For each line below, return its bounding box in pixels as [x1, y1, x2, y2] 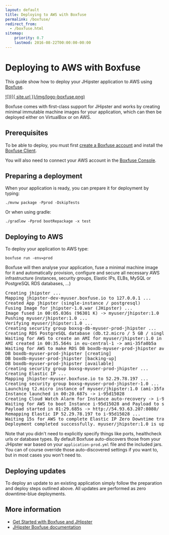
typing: [5, 190, 20, 196]
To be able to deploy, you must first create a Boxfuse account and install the [5, 142, 163, 148]
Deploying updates [5, 466, 66, 475]
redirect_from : [5, 21, 37, 27]
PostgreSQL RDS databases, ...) [5, 281, 71, 287]
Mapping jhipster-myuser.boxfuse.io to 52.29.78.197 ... [5, 376, 149, 382]
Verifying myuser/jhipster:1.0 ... [5, 320, 93, 326]
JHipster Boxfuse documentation [12, 524, 81, 530]
